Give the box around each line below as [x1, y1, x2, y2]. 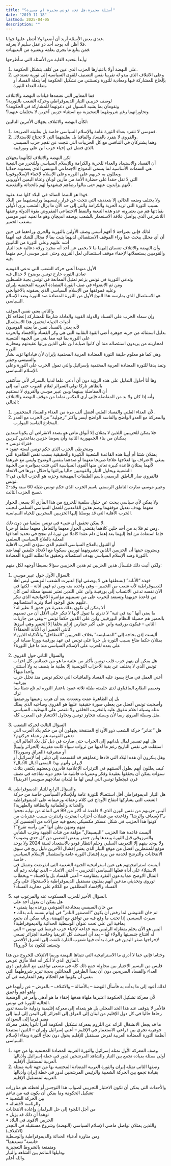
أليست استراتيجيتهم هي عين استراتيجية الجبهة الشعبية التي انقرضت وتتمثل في [13, 862, 160, 868]
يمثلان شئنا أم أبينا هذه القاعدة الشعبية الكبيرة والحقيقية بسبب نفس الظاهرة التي [6, 451, 157, 457]
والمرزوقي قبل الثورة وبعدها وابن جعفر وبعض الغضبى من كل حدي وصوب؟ [13, 835, 154, 841]
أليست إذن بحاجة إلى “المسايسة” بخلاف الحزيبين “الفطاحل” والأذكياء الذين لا [13, 632, 157, 638]
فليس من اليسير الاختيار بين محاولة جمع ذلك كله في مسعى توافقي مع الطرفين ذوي [6, 963, 162, 969]
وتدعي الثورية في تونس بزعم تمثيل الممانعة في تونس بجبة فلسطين [6, 276, 133, 282]
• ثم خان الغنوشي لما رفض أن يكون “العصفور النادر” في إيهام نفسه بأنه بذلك [13, 910, 158, 916]
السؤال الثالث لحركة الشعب [13, 722, 66, 728]
